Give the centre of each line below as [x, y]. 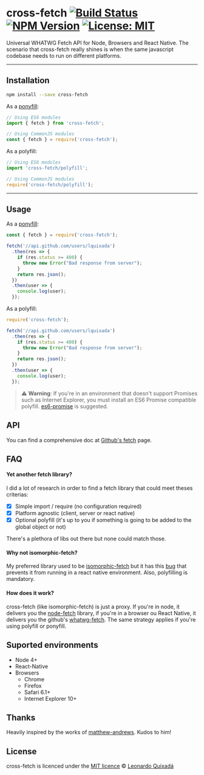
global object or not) [41, 527]
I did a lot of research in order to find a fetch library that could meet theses [100, 488]
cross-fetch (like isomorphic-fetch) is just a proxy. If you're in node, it [93, 606]
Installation [28, 81]
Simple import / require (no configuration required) [78, 506]
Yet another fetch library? [39, 474]
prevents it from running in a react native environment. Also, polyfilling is [97, 572]
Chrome [34, 679]
